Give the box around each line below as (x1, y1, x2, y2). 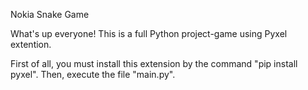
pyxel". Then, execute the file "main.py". (10, 69, 176, 80)
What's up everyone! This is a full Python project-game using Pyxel (10, 28, 288, 39)
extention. (10, 39, 52, 50)
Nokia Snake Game (10, 9, 90, 20)
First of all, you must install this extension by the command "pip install (10, 58, 298, 69)
